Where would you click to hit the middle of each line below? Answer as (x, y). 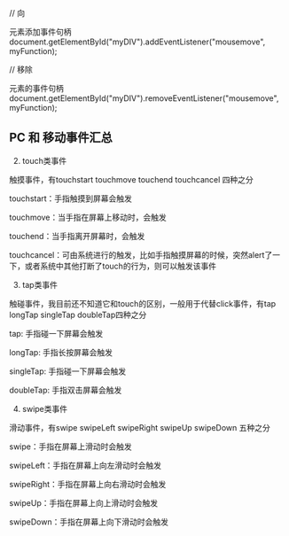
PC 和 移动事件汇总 (61, 138)
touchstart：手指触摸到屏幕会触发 (71, 198)
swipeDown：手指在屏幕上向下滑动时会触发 (89, 522)
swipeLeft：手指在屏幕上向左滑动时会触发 (86, 465)
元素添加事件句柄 (40, 32)
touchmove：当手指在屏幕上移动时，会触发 (88, 217)
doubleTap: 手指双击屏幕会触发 (66, 390)
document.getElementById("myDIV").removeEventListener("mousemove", (144, 98)
